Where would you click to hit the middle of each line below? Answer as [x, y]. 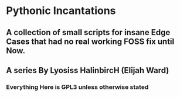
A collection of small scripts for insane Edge [88, 32]
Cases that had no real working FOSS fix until [90, 41]
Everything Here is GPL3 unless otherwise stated [77, 87]
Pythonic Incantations [61, 11]
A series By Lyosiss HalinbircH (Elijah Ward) [88, 70]
